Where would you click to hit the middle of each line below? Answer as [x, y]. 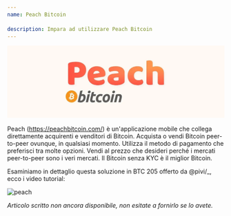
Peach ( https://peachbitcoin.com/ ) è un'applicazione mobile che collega [110, 129]
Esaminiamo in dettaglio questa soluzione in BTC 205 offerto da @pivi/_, [109, 171]
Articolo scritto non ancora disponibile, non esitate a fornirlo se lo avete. [110, 206]
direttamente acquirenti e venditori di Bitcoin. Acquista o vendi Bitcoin [106, 136]
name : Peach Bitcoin [37, 14]
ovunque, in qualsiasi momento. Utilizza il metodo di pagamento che [127, 144]
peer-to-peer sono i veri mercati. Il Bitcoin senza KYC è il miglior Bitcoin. [110, 158]
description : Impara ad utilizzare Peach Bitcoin [80, 29]
